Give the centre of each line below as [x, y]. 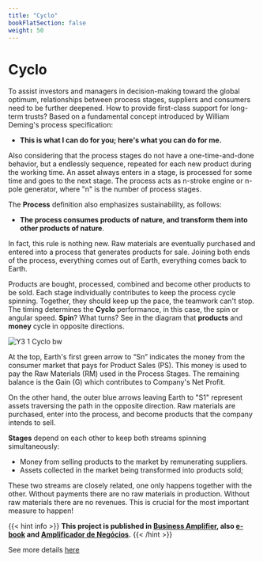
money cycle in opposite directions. [66, 326]
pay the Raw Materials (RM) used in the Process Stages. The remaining [124, 374]
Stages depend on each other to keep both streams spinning [107, 438]
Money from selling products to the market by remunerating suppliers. [133, 462]
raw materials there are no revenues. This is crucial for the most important [129, 503]
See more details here [44, 550]
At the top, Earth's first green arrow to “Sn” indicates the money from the [127, 357]
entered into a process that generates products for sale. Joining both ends [129, 252]
